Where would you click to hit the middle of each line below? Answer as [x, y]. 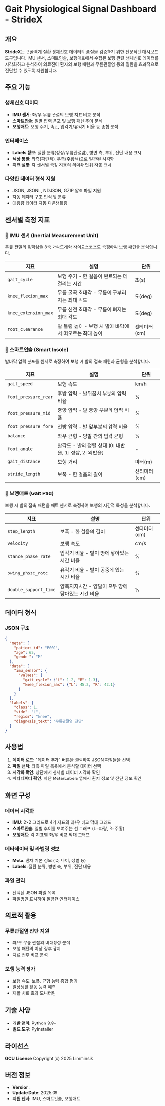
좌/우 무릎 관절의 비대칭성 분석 [41, 942]
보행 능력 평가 [20, 969]
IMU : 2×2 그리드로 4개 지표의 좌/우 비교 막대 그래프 [62, 822]
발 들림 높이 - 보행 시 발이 [86, 326]
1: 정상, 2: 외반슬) [84, 453]
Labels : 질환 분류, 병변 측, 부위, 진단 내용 [52, 867]
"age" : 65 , [25, 652]
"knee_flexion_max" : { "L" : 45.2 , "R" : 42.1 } [69, 685]
